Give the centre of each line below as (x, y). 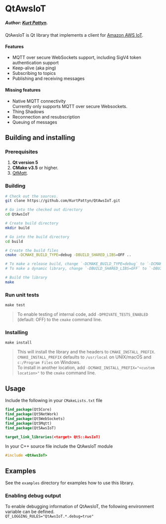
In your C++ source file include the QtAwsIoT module (59, 446)
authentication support (36, 63)
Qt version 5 (25, 163)
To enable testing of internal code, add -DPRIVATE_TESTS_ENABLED (83, 314)
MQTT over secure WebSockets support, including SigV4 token (77, 58)
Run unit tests (22, 294)
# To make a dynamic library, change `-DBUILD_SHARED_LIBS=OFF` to (76, 269)
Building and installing (40, 138)
